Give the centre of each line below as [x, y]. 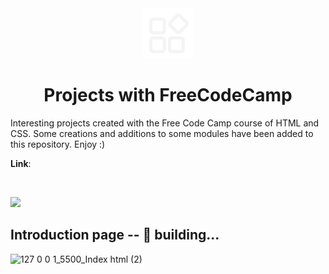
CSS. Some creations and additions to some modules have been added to [162, 133]
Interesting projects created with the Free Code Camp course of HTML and [165, 123]
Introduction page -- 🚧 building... [115, 235]
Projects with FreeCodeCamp [168, 95]
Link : [21, 163]
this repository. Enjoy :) [58, 144]
